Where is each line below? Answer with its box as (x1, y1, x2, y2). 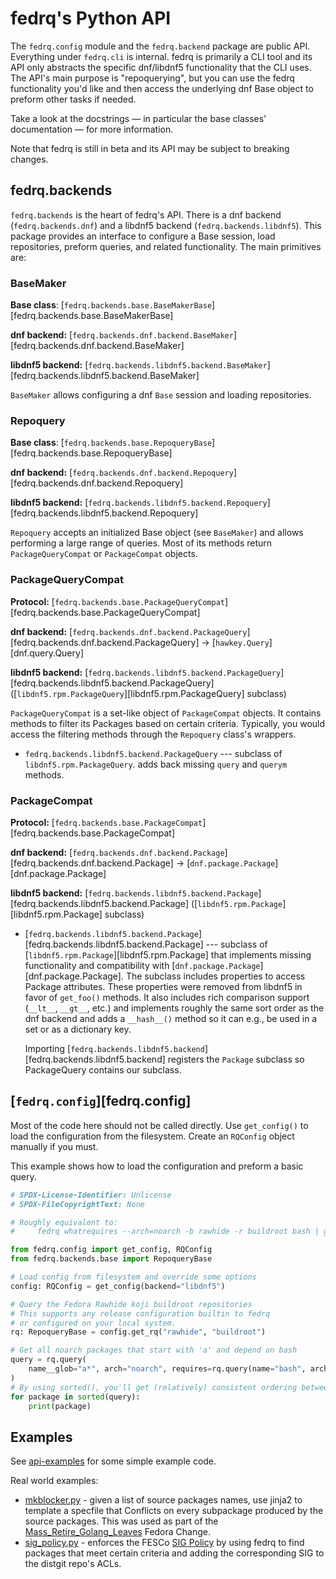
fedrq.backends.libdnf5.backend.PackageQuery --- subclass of (24, 747, 283, 759)
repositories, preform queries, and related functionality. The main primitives (10, 240, 322, 252)
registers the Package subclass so (167, 1053, 305, 1065)
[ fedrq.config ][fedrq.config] (10, 1093, 192, 1110)
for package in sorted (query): (10, 1392, 141, 1402)
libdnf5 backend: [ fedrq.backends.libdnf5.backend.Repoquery (10, 497, 268, 509)
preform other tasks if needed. (10, 93, 137, 105)
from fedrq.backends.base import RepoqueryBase (10, 1254, 213, 1264)
